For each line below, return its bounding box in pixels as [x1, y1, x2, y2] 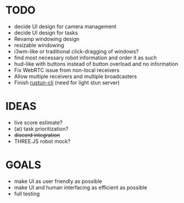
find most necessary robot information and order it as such [14, 54, 157, 61]
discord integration [14, 131, 60, 138]
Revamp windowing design [14, 35, 80, 42]
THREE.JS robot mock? [14, 137, 71, 144]
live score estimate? [14, 119, 63, 126]
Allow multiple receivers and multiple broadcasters [14, 73, 138, 80]
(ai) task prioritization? [14, 125, 69, 132]
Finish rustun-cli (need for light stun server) [14, 79, 120, 86]
